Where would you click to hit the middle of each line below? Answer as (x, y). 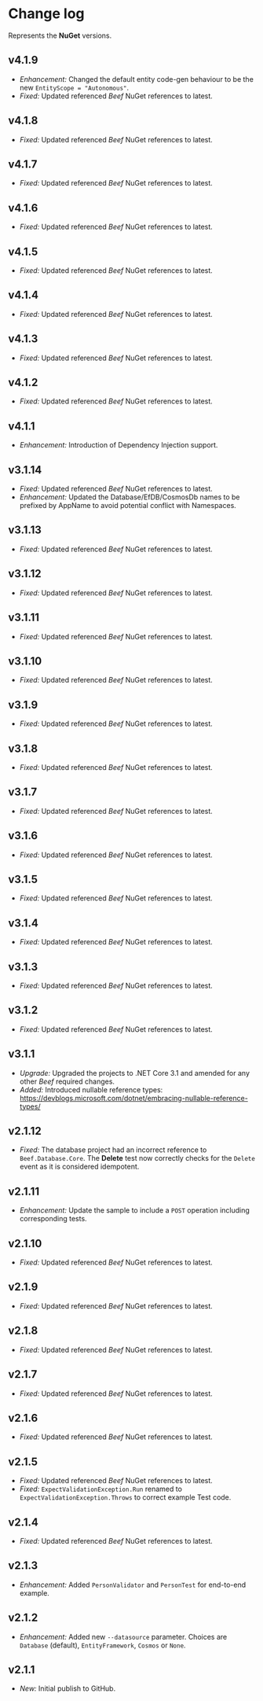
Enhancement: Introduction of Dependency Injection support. (119, 445)
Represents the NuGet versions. (60, 35)
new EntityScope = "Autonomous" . (74, 87)
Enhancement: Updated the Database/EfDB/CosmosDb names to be (130, 497)
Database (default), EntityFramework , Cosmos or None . (102, 1645)
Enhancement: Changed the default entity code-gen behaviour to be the (136, 79)
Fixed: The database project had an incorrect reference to (113, 1150)
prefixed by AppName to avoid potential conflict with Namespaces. (128, 506)
